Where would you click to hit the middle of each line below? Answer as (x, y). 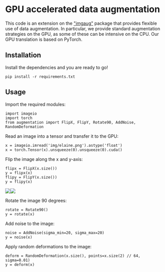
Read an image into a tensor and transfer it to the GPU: (62, 136)
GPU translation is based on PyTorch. (44, 39)
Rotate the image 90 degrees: (36, 200)
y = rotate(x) (20, 214)
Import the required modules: (35, 104)
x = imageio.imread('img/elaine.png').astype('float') (64, 145)
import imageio (21, 114)
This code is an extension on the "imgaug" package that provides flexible (81, 23)
